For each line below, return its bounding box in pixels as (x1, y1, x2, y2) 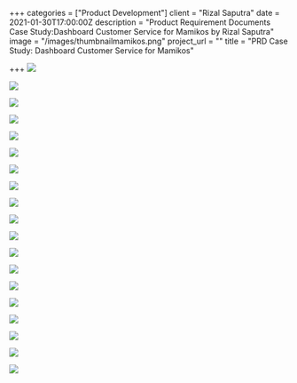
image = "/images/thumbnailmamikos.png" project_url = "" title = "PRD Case (9, 36, 288, 46)
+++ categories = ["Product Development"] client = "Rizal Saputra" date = (9, 8, 280, 18)
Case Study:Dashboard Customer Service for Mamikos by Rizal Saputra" (9, 27, 275, 36)
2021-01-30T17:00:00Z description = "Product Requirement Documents (9, 17, 271, 28)
